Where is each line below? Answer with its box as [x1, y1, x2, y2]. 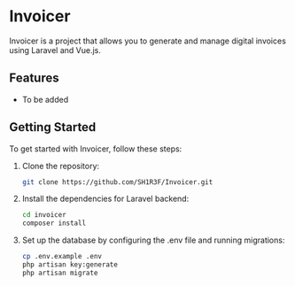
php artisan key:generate [21, 260, 118, 269]
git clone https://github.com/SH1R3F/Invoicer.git [21, 177, 213, 187]
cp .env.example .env [21, 252, 102, 261]
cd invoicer [21, 211, 66, 220]
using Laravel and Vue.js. [9, 44, 102, 55]
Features [9, 71, 59, 86]
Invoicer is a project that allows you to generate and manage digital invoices [9, 35, 286, 46]
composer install [21, 219, 87, 228]
